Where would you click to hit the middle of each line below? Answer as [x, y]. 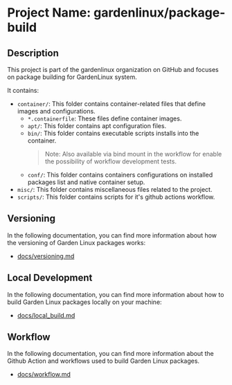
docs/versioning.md [46, 256]
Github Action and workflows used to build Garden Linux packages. [103, 361]
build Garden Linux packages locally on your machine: [84, 302]
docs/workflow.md [44, 375]
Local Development [50, 278]
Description [33, 53]
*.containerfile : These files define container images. [105, 118]
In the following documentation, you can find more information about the [110, 354]
